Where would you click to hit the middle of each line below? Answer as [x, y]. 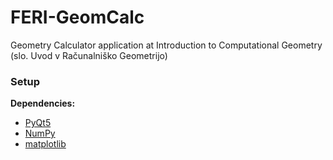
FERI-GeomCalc [77, 17]
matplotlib [45, 144]
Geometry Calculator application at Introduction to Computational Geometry [166, 45]
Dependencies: [43, 103]
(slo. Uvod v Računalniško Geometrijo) [89, 55]
